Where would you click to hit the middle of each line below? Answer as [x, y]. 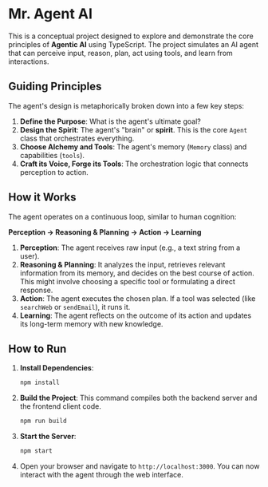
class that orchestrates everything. [77, 138]
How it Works [42, 198]
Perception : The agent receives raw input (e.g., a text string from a [130, 247]
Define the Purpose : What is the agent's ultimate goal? [110, 121]
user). [30, 255]
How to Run [37, 348]
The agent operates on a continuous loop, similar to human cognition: [122, 216]
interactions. [29, 61]
